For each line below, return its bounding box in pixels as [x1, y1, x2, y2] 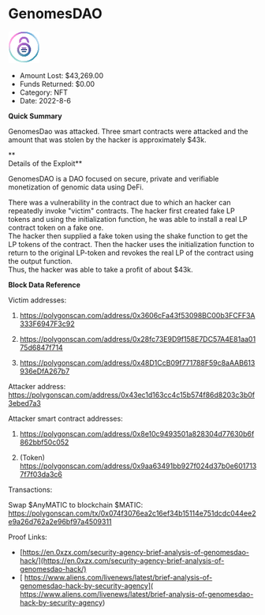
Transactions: [8, 485, 53, 494]
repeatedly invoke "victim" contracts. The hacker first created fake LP [8, 206, 235, 216]
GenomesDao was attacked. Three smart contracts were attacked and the [8, 126, 248, 136]
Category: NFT [19, 88, 69, 97]
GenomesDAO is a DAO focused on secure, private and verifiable [8, 174, 219, 183]
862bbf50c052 [19, 437, 69, 447]
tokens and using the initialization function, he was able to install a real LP [8, 214, 248, 223]
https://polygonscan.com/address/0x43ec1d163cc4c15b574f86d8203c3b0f [8, 390, 255, 399]
